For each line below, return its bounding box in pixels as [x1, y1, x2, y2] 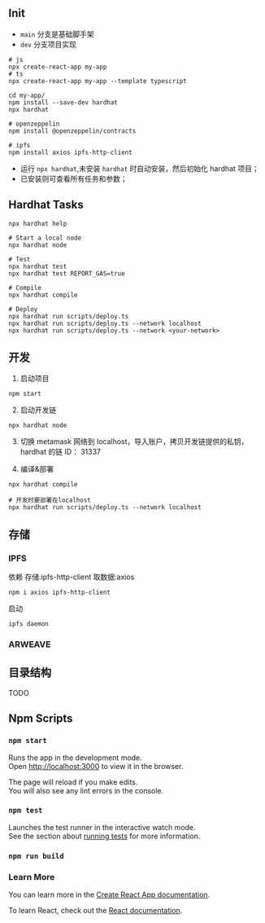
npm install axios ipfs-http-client [8, 148, 132, 156]
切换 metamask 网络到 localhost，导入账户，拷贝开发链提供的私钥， [20, 437, 249, 446]
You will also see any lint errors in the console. [8, 785, 164, 795]
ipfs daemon [8, 620, 49, 628]
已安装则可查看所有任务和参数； [20, 174, 128, 183]
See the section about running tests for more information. [8, 831, 201, 841]
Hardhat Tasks [8, 198, 84, 212]
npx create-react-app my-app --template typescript [8, 77, 187, 85]
